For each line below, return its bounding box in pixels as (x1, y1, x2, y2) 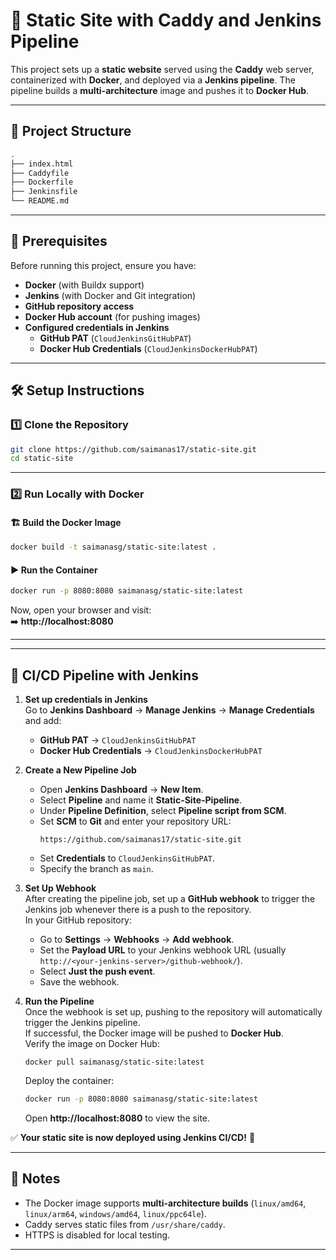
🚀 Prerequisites (10, 233, 108, 250)
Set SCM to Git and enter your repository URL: (39, 815, 232, 828)
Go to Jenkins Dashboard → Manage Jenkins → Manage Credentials (24, 704, 315, 716)
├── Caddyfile (10, 168, 70, 178)
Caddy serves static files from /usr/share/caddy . (24, 1218, 226, 1230)
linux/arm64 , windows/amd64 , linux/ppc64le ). (24, 1207, 207, 1219)
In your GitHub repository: (24, 914, 133, 926)
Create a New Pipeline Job (24, 764, 137, 776)
